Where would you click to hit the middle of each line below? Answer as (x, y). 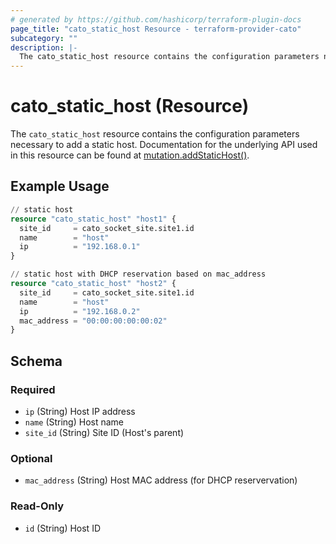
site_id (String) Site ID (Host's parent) (104, 432)
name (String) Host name (74, 422)
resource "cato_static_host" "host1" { (93, 219)
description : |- (44, 47)
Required (33, 389)
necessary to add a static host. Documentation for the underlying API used (164, 145)
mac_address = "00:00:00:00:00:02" (93, 321)
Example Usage (60, 186)
